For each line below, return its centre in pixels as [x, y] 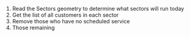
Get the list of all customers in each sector [65, 15]
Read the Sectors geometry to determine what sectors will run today [98, 9]
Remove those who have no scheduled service [71, 21]
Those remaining [33, 27]
